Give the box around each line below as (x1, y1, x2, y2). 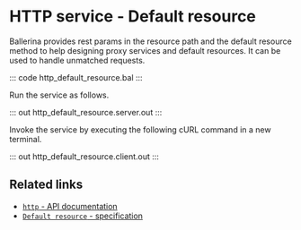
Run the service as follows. (9, 89, 110, 100)
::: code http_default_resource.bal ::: (9, 72, 143, 82)
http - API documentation (22, 200, 119, 211)
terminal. (9, 133, 42, 144)
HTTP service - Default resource (9, 6, 256, 27)
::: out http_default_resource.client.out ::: (9, 150, 160, 162)
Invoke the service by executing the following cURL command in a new (9, 124, 271, 135)
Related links (9, 177, 84, 192)
